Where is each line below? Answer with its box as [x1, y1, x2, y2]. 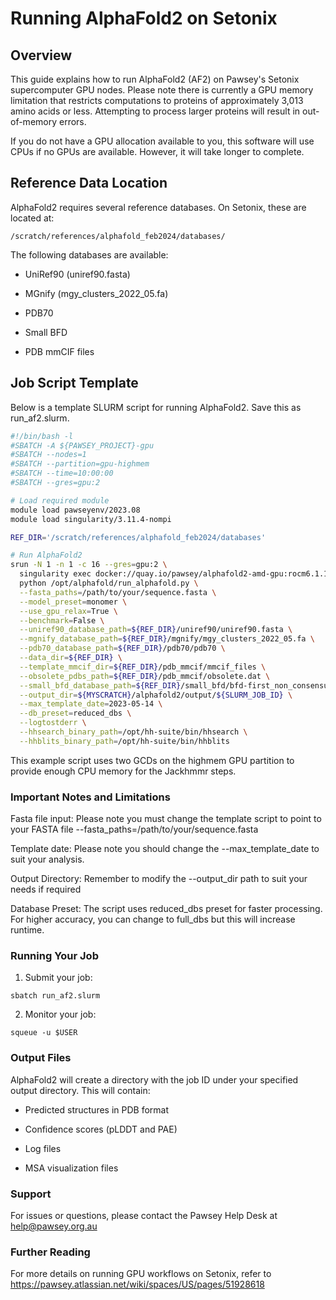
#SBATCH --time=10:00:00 [10, 468, 114, 479]
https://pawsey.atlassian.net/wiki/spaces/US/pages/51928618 [10, 1278, 265, 1291]
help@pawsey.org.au [10, 1220, 98, 1232]
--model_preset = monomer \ [19, 597, 128, 607]
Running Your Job [10, 948, 99, 962]
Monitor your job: [24, 1008, 97, 1021]
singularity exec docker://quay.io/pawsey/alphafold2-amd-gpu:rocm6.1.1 [19, 569, 329, 579]
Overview [10, 47, 73, 64]
